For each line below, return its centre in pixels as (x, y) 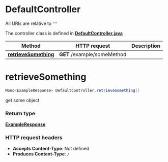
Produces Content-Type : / (41, 154)
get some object (22, 100)
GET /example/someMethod (93, 54)
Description (146, 46)
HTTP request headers (34, 137)
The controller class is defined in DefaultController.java (64, 33)
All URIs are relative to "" (31, 23)
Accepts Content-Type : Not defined (51, 149)
